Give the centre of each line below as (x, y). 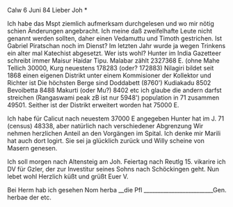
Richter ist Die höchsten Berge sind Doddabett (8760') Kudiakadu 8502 (109, 83)
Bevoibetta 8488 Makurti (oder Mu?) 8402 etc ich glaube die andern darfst (114, 90)
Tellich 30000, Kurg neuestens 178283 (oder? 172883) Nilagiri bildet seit (111, 68)
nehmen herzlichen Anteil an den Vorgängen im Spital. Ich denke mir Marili (114, 133)
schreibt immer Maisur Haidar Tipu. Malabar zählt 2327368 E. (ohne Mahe (114, 61)
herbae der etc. (30, 197)
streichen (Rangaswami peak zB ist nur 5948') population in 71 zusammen (113, 98)
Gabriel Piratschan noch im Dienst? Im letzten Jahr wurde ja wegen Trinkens (116, 46)
